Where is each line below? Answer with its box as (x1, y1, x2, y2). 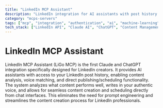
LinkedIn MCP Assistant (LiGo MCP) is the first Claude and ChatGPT (5, 62, 141, 67)
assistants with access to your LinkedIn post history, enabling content (5, 72, 145, 78)
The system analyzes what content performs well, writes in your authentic (5, 82, 153, 88)
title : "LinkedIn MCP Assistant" (5, 7, 73, 12)
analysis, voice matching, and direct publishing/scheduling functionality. (5, 77, 149, 83)
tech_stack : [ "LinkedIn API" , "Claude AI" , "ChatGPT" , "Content (5, 25, 138, 30)
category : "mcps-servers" (5, 16, 57, 21)
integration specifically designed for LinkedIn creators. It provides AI (5, 67, 142, 73)
